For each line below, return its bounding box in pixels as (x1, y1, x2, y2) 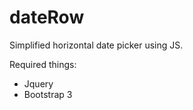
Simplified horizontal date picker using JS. (9, 39, 184, 51)
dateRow (9, 6, 85, 29)
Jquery (23, 77, 54, 90)
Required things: (9, 58, 77, 70)
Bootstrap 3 (23, 88, 73, 100)
